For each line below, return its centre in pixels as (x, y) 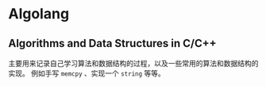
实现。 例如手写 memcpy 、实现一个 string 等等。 (87, 73)
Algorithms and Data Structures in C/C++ (112, 43)
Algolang (39, 14)
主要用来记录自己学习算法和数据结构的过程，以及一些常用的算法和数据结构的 (133, 63)
